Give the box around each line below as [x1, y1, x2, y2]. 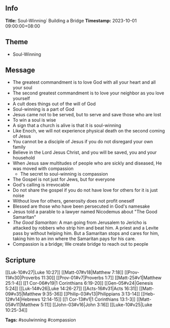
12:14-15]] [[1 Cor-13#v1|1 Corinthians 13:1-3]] [41, 297, 136, 303]
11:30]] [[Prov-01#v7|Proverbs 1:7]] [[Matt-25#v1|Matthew [41, 275, 162, 281]
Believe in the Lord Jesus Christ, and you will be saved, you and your [12, 149, 157, 155]
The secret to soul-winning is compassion [20, 171, 108, 177]
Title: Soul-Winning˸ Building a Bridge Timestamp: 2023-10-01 [5, 17, 137, 23]
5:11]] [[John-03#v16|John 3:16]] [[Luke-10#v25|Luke [40, 302, 152, 308]
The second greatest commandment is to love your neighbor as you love [12, 90, 164, 96]
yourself [12, 95, 30, 102]
